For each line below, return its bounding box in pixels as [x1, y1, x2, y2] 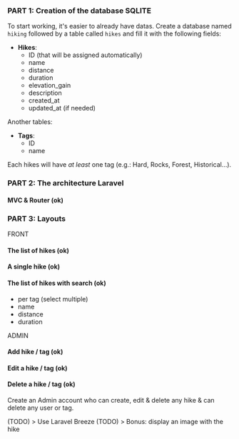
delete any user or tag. [7, 403, 74, 412]
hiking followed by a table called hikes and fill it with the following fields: [7, 29, 221, 38]
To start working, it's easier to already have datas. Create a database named [7, 22, 232, 31]
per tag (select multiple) [17, 294, 88, 303]
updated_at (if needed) [28, 104, 96, 113]
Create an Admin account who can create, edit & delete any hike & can [7, 396, 215, 404]
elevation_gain [28, 81, 71, 90]
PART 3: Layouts [7, 213, 66, 223]
